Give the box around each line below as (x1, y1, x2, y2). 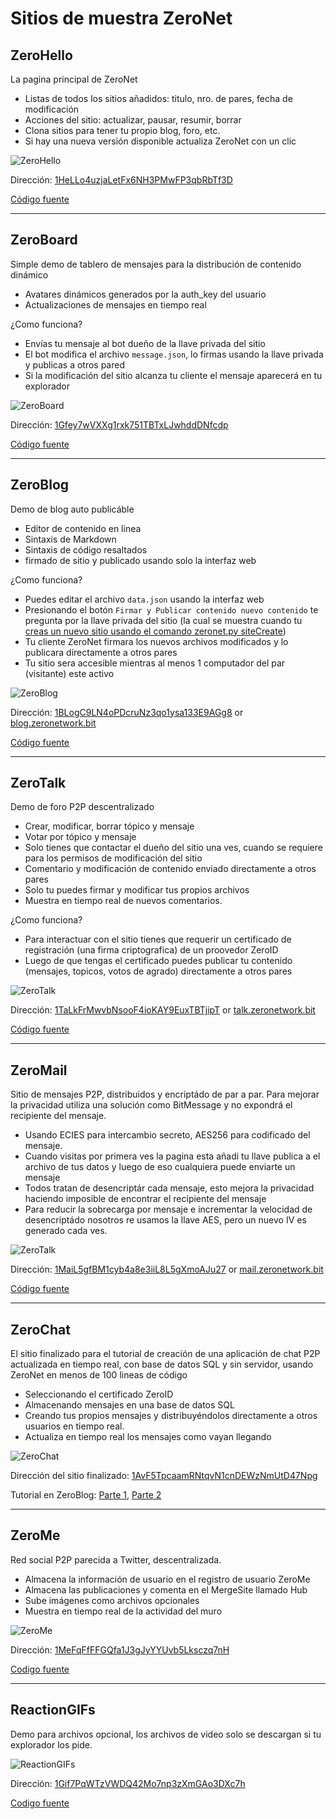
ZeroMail (10, 1062, 68, 1079)
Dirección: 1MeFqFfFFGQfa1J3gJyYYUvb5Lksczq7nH (10, 1643, 230, 1656)
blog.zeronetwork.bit (10, 717, 97, 729)
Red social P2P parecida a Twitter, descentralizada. (10, 1553, 222, 1566)
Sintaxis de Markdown (24, 533, 117, 545)
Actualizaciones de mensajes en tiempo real (24, 298, 207, 311)
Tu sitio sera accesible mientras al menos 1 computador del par (24, 657, 286, 669)
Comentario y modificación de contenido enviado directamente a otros (24, 863, 317, 875)
